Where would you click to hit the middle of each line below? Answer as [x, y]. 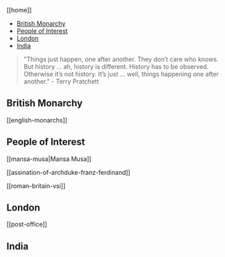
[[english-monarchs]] [37, 120]
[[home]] [19, 10]
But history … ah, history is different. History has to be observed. [116, 67]
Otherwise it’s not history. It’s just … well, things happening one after [121, 74]
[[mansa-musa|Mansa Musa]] [49, 159]
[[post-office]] [27, 224]
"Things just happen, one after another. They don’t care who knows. [121, 59]
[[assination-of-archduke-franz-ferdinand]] [68, 172]
